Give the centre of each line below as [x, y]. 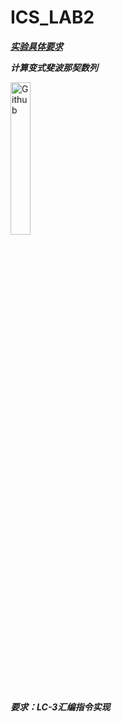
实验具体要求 [36, 46]
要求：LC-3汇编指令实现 [60, 707]
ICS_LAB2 [52, 17]
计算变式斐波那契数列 [54, 67]
